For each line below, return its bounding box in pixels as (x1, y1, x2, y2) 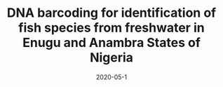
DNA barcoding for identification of (6, 5, 217, 21)
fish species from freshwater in (18, 20, 205, 36)
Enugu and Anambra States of (22, 35, 201, 51)
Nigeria (89, 50, 134, 66)
